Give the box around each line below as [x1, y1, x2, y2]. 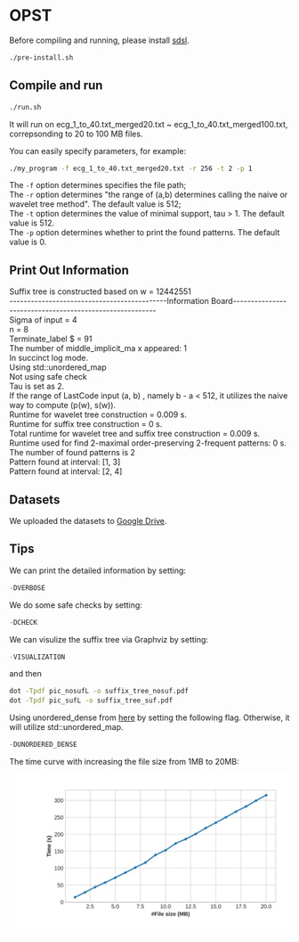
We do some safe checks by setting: [9, 599, 142, 610]
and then [9, 668, 42, 679]
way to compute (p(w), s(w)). [9, 400, 117, 411]
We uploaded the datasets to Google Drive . [9, 516, 167, 526]
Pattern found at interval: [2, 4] [9, 466, 123, 477]
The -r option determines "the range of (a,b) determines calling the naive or [9, 189, 288, 201]
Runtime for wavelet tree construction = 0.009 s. [9, 409, 187, 420]
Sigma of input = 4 [9, 315, 77, 325]
